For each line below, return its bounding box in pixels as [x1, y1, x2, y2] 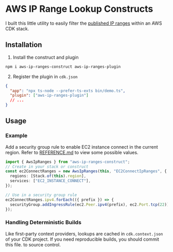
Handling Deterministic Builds [5, 219, 81, 226]
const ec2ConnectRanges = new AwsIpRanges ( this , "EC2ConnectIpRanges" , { [5, 169, 167, 174]
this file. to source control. [5, 241, 61, 247]
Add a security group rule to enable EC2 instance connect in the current [5, 143, 158, 150]
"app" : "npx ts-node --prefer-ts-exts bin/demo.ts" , [10, 88, 126, 93]
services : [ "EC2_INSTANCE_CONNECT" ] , [10, 178, 91, 184]
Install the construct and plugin [12, 54, 79, 60]
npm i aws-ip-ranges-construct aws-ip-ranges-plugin [5, 64, 121, 69]
